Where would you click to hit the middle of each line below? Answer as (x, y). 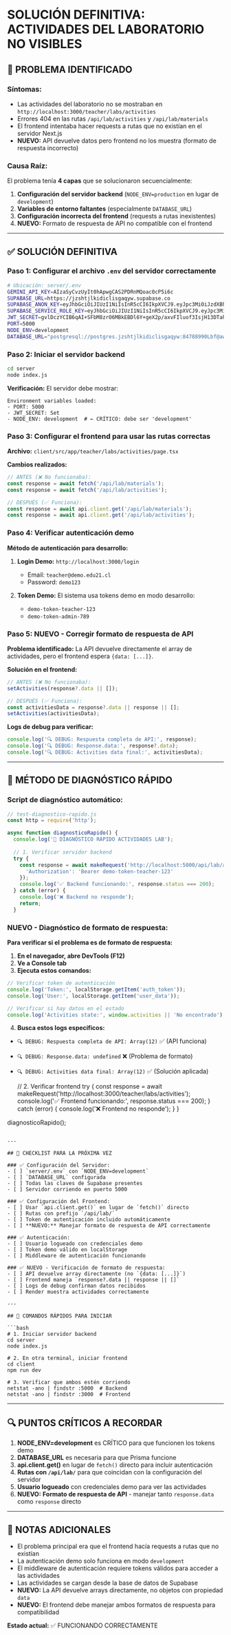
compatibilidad (38, 1612)
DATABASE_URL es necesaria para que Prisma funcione (97, 1458)
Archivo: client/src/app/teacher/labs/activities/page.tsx (93, 451)
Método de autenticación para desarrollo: (68, 548)
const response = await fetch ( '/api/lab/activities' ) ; (87, 490)
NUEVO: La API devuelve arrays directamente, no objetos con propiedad (120, 1590)
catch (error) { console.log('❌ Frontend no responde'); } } (98, 1109)
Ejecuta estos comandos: (54, 971)
